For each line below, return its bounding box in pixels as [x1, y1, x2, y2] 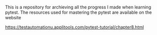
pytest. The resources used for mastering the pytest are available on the [5, 9, 152, 15]
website [5, 15, 21, 20]
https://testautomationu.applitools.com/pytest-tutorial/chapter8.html [5, 24, 144, 30]
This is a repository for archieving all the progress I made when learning [5, 4, 152, 10]
